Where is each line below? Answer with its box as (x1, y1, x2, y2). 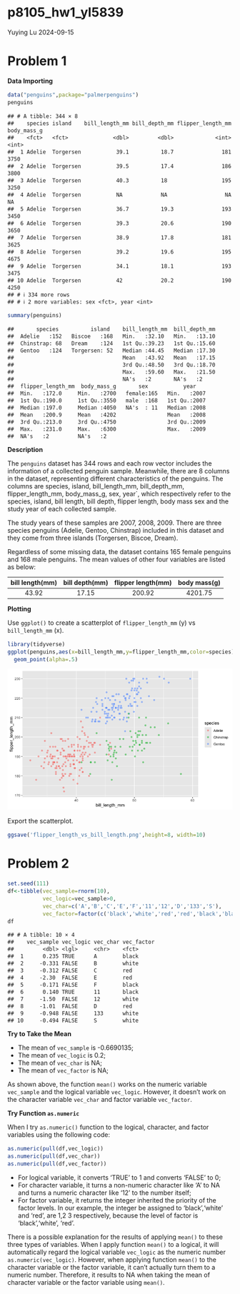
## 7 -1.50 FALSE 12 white (7, 995, 139, 1003)
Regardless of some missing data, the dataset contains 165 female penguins (7, 547, 231, 556)
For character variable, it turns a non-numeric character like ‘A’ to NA (17, 1181, 220, 1190)
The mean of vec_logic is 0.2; (17, 1051, 106, 1060)
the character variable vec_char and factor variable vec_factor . (7, 1095, 193, 1104)
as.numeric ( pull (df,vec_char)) (7, 1153, 101, 1160)
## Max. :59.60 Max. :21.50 (7, 368, 216, 376)
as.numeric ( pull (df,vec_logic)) (7, 1145, 104, 1153)
